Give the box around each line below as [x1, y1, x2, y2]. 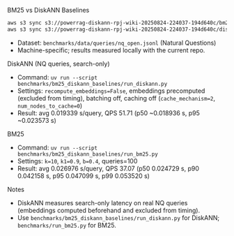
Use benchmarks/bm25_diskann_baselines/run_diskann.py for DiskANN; [17, 213, 220, 222]
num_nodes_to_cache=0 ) [17, 101, 83, 110]
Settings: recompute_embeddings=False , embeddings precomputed [17, 87, 205, 95]
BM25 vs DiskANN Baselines [7, 6, 90, 14]
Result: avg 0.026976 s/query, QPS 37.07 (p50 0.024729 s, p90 [17, 164, 200, 172]
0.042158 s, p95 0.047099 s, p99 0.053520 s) [17, 171, 150, 180]
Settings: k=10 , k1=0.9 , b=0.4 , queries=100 [17, 156, 138, 165]
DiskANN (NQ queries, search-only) [7, 59, 110, 68]
